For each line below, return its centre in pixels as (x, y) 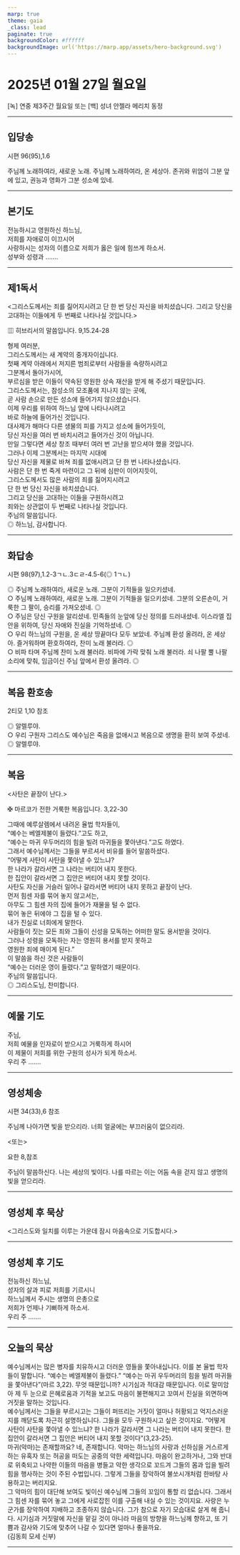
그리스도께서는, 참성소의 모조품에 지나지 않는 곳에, (77, 391)
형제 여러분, (24, 346)
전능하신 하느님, (30, 1281)
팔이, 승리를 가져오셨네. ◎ (65, 607)
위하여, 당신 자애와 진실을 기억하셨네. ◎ (76, 625)
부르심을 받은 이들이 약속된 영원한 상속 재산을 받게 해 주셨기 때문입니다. (106, 381)
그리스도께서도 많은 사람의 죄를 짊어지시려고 (69, 480)
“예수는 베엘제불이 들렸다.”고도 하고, (58, 833)
